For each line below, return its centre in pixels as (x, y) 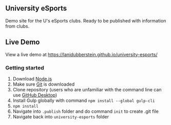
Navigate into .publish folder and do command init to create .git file (86, 111)
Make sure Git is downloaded (44, 84)
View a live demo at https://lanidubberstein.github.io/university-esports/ (81, 54)
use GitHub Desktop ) (35, 95)
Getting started (25, 67)
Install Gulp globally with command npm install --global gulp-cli (84, 100)
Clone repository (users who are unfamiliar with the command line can (87, 89)
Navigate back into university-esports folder (61, 116)
